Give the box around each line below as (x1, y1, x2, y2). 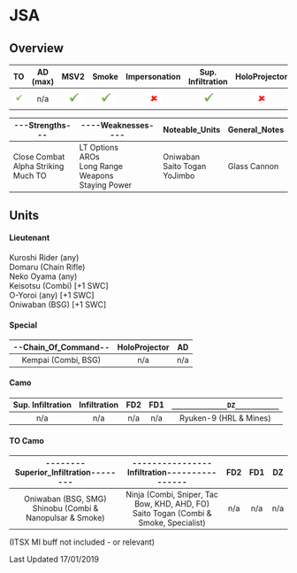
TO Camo (9, 435, 44, 445)
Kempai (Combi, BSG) (21, 355, 102, 366)
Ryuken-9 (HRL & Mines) (179, 413, 271, 423)
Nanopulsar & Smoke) (26, 513, 106, 523)
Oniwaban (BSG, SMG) (23, 493, 108, 505)
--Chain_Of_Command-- (12, 342, 110, 352)
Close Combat (12, 151, 65, 162)
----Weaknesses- (80, 120, 155, 130)
